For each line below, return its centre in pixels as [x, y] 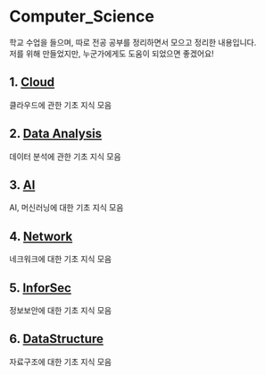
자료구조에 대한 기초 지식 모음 [61, 362]
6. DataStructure [57, 339]
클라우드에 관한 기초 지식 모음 [61, 105]
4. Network [41, 236]
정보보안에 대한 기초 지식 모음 [61, 310]
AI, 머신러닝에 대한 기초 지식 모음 [66, 208]
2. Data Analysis [56, 134]
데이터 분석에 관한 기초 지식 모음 [66, 156]
